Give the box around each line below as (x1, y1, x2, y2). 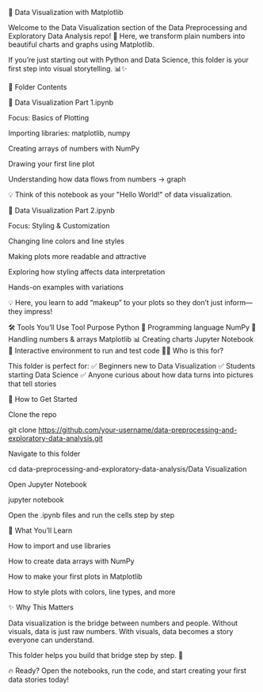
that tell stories (8, 379, 57, 388)
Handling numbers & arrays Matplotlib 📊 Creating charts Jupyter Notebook (8, 335, 254, 344)
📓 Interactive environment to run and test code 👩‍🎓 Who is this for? (8, 346, 224, 355)
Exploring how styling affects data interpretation (8, 267, 166, 277)
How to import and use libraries (8, 541, 111, 550)
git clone (8, 425, 37, 434)
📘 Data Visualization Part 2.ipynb (8, 206, 115, 215)
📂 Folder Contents (8, 82, 67, 91)
